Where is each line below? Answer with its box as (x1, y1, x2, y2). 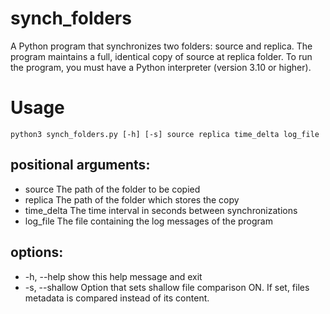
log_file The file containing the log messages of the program (24, 215, 273, 227)
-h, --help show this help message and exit (24, 270, 203, 282)
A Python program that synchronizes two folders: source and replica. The (10, 40, 313, 52)
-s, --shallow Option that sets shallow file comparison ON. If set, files (24, 281, 310, 293)
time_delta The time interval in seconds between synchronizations (24, 204, 298, 216)
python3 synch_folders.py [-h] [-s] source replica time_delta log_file (10, 129, 320, 139)
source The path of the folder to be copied (24, 183, 201, 195)
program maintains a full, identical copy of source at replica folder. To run (10, 50, 313, 62)
